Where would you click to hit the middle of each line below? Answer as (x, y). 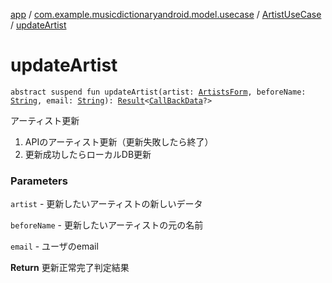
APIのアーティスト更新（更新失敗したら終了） (119, 141)
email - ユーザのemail (54, 246)
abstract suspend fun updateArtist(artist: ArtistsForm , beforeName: (158, 92)
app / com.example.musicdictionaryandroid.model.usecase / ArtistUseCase (166, 14)
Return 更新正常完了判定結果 (70, 268)
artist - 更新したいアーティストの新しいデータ (106, 204)
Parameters (39, 181)
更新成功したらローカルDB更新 (88, 154)
